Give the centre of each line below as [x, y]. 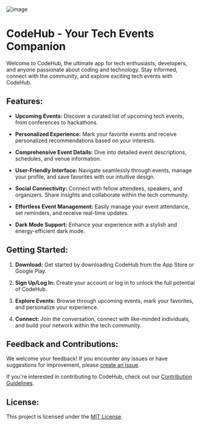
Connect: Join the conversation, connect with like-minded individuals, [102, 319]
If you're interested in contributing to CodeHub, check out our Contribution [99, 377]
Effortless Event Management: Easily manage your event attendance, [102, 206]
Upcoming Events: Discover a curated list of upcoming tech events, [100, 116]
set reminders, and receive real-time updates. [72, 213]
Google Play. [31, 271]
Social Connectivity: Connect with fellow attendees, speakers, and [99, 188]
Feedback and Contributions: [62, 344]
